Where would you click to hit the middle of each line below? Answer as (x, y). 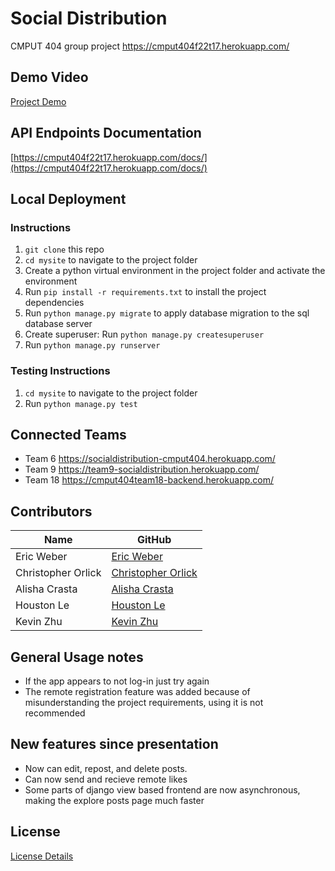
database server (58, 324)
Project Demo (38, 101)
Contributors (51, 511)
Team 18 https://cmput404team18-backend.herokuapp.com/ (149, 480)
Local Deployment (68, 198)
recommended (55, 713)
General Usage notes (77, 657)
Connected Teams (68, 434)
